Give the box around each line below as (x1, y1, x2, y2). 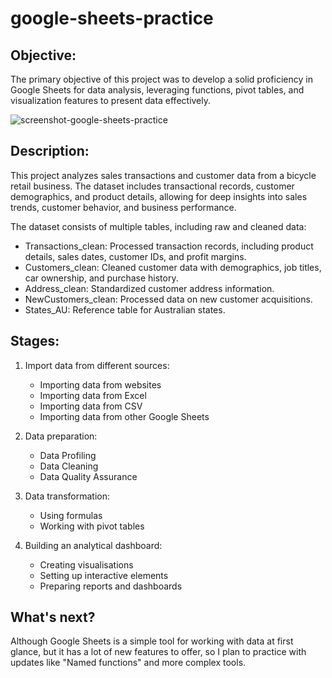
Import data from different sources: (24, 359, 170, 371)
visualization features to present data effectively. (10, 95, 212, 106)
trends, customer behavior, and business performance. (10, 201, 237, 213)
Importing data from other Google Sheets (39, 410, 210, 422)
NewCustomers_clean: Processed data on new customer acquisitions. (24, 293, 313, 305)
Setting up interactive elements (39, 569, 169, 581)
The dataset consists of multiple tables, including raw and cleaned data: (10, 220, 307, 232)
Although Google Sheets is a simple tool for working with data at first (10, 635, 294, 647)
